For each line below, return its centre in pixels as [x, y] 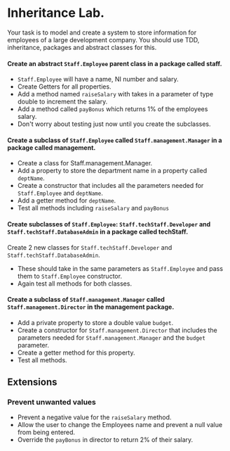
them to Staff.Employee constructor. [70, 276]
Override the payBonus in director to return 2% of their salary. [105, 440]
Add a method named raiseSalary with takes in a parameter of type [115, 94]
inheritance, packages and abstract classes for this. [82, 47]
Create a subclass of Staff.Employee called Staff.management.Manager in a [115, 140]
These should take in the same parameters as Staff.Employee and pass [120, 268]
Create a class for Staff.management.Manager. [85, 163]
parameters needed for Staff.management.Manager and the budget [111, 337]
